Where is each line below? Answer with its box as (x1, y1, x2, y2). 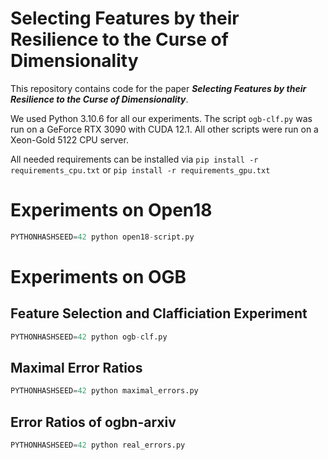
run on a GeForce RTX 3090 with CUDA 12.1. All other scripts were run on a (10, 123, 319, 135)
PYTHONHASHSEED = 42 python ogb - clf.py (10, 332, 168, 342)
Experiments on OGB (10, 265, 187, 288)
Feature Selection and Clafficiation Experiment (10, 305, 308, 322)
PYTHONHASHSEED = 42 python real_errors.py (10, 440, 186, 451)
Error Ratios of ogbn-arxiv (10, 413, 177, 431)
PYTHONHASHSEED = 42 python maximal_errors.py (10, 386, 199, 396)
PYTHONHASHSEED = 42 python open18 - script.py (10, 232, 195, 242)
